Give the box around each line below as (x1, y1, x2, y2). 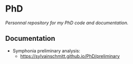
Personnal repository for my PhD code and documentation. (5, 20, 129, 26)
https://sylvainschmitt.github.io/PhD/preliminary (20, 53, 120, 59)
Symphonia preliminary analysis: (12, 47, 80, 53)
